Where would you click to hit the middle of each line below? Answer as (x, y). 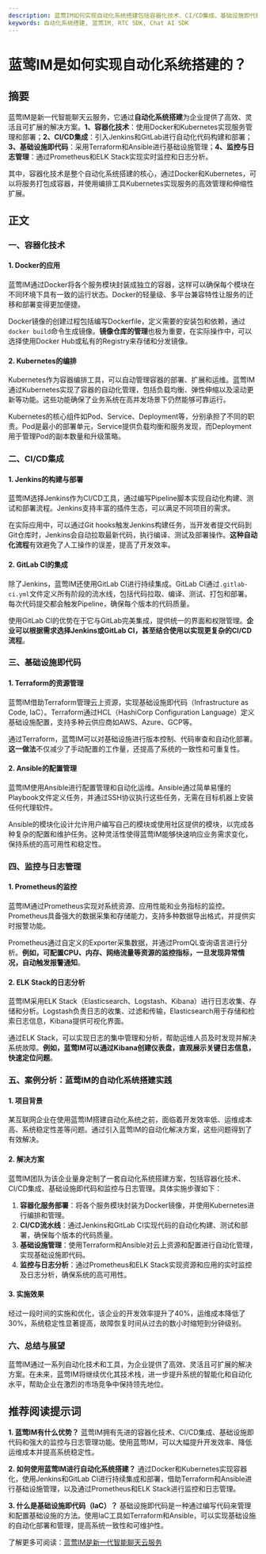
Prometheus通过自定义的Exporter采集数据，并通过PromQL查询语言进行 (125, 943)
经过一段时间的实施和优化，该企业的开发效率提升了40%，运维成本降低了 (127, 1313)
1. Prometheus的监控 (43, 887)
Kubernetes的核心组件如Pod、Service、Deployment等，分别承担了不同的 (128, 416)
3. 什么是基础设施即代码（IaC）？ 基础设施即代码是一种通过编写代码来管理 (130, 1505)
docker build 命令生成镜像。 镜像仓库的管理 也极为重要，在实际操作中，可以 (130, 331)
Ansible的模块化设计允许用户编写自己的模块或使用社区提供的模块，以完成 (128, 824)
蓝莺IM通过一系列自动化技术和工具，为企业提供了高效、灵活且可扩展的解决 (130, 1365)
